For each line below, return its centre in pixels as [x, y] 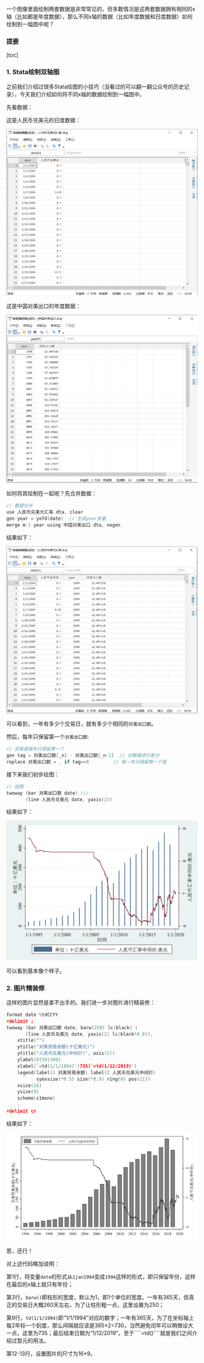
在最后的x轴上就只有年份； [40, 1284]
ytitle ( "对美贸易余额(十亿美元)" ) [56, 1047]
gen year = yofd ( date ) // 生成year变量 [56, 519]
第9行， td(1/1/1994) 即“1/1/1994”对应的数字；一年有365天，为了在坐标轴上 [100, 1317]
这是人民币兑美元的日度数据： [43, 120]
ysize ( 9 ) [28, 1092]
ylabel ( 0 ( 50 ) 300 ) [39, 1060]
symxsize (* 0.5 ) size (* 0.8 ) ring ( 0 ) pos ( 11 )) [93, 1079]
